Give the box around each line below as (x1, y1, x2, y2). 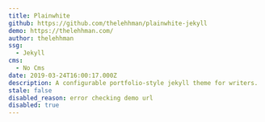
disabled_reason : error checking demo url (8, 94, 154, 102)
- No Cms (15, 64, 45, 72)
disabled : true (8, 101, 60, 109)
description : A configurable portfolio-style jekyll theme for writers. (8, 79, 259, 87)
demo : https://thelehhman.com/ (8, 26, 114, 35)
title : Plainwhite (8, 11, 70, 20)
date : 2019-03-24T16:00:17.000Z (8, 71, 117, 79)
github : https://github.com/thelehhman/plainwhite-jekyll (8, 19, 208, 27)
